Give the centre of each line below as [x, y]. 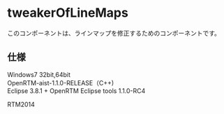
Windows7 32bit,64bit [39, 74]
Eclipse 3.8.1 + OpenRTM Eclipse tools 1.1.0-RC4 [76, 91]
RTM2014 [21, 104]
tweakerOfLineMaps [68, 13]
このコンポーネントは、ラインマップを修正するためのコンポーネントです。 [114, 33]
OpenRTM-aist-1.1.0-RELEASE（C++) [61, 83]
